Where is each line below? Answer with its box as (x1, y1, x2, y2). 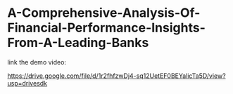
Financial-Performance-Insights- (7, 20, 206, 36)
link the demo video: (7, 58, 67, 66)
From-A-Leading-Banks (7, 35, 149, 51)
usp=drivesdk (7, 79, 48, 87)
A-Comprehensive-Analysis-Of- (7, 5, 201, 21)
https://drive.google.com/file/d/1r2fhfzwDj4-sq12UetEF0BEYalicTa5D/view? (7, 72, 227, 80)
